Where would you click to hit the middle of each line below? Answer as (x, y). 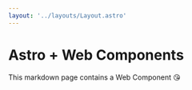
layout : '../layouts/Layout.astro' (68, 16)
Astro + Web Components (96, 55)
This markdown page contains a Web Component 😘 (95, 77)
